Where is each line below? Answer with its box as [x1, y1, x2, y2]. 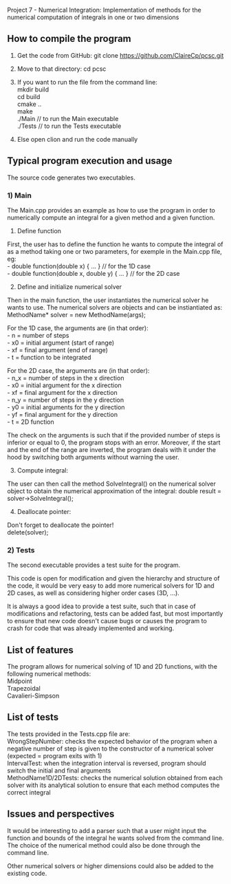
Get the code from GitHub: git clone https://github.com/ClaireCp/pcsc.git [16, 51, 224, 59]
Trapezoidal [7, 684, 41, 693]
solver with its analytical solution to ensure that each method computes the [7, 781, 220, 789]
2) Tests [7, 545, 35, 554]
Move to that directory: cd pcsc [16, 65, 107, 73]
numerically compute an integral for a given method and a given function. [7, 213, 215, 222]
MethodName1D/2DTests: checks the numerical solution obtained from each [7, 773, 223, 781]
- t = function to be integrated [7, 353, 91, 361]
